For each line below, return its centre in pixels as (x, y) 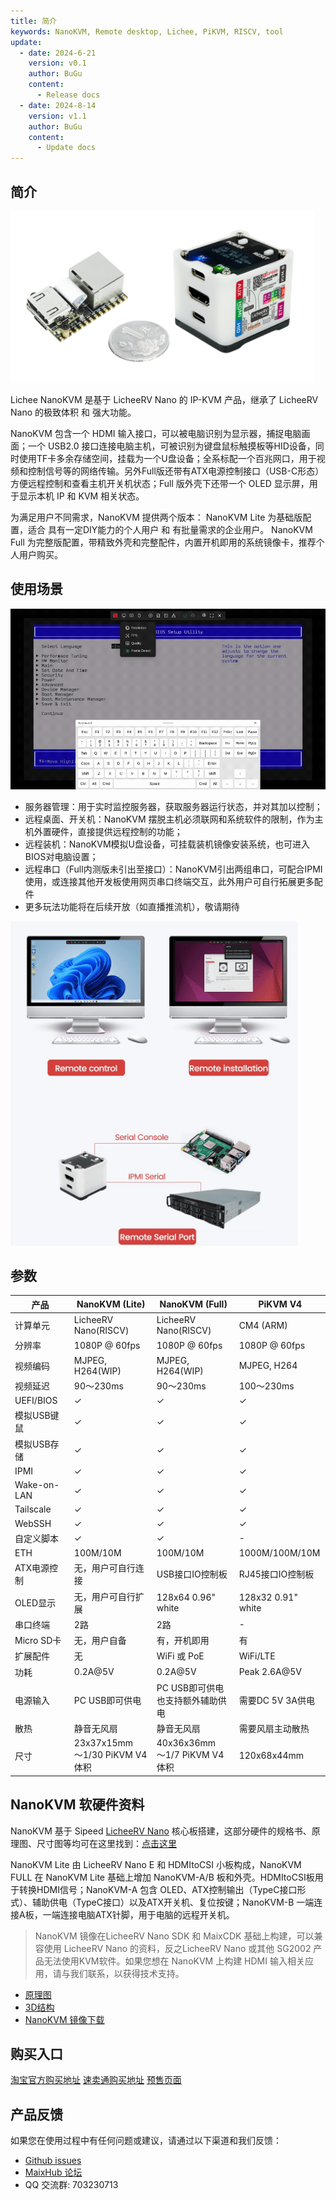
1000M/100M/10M (279, 1553)
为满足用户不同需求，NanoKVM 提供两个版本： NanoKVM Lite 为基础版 (156, 517)
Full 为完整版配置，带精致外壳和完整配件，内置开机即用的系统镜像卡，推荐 (163, 542)
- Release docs (68, 95)
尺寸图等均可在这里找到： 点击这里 (106, 1843)
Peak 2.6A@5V (270, 1672)
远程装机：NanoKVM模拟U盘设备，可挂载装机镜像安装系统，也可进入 (167, 844)
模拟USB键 (37, 1416)
